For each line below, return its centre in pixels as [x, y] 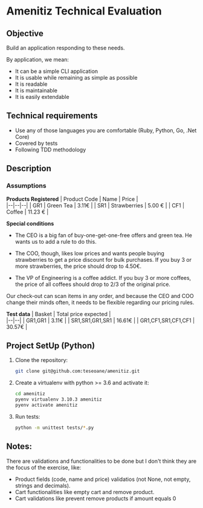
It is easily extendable [42, 97]
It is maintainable [36, 90]
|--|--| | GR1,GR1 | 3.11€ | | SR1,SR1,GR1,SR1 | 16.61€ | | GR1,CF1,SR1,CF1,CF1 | [101, 320]
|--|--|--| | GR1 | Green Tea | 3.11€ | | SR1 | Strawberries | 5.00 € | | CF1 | [95, 205]
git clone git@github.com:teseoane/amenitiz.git [77, 371]
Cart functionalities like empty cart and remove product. [85, 492]
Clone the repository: [41, 360]
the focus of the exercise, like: [44, 467]
